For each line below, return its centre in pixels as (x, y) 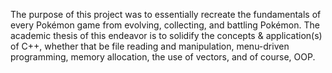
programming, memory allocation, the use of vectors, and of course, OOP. (163, 57)
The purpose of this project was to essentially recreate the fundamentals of (166, 14)
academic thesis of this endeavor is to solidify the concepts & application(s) (166, 35)
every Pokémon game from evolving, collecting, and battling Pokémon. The (165, 25)
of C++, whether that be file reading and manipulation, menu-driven (150, 46)
